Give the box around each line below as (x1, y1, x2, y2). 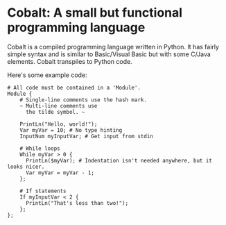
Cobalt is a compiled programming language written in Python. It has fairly (7, 42, 220, 51)
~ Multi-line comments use (19, 102, 98, 109)
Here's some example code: (7, 71, 88, 79)
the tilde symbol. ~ (25, 108, 85, 115)
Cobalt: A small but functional (7, 5, 182, 21)
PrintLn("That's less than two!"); (25, 199, 129, 206)
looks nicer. (7, 163, 45, 170)
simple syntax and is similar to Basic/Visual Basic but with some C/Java (7, 50, 211, 58)
